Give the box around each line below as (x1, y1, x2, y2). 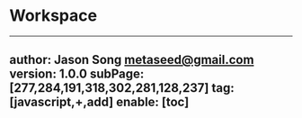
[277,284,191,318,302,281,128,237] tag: (9, 80, 235, 95)
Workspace (9, 5, 97, 26)
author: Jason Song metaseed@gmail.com (9, 52, 254, 68)
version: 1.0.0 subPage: (9, 67, 145, 82)
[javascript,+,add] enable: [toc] (9, 95, 190, 110)
